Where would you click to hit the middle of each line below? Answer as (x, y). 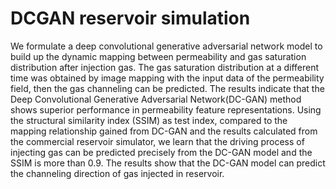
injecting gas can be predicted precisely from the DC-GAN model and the (161, 152)
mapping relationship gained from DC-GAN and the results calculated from (164, 131)
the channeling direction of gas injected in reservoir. (117, 173)
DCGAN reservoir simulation (130, 18)
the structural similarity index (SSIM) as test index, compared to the (149, 120)
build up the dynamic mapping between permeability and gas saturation (158, 56)
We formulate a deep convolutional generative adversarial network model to (166, 46)
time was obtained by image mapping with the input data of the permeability (167, 78)
